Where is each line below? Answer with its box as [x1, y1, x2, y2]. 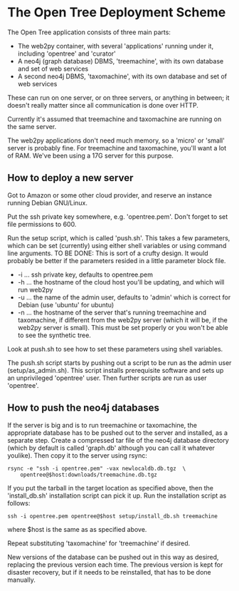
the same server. [7, 122, 57, 130]
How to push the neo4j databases [7, 402, 160, 414]
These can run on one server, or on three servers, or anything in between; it [7, 93, 230, 102]
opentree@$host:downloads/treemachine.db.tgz [20, 471, 158, 478]
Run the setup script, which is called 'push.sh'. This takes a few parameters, [7, 233, 230, 242]
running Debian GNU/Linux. [7, 198, 87, 207]
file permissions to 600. [7, 220, 77, 228]
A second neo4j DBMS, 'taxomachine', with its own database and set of [17, 72, 228, 81]
